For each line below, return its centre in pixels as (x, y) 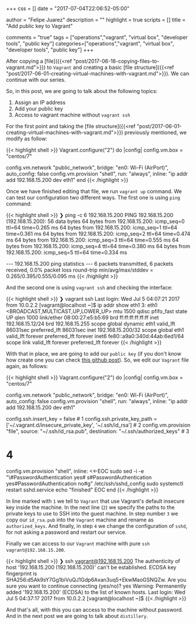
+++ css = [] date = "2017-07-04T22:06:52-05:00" (68, 8)
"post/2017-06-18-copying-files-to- (116, 61)
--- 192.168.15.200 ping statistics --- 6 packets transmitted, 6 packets (90, 264)
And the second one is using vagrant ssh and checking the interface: (89, 287)
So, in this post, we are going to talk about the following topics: (82, 91)
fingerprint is (22, 574)
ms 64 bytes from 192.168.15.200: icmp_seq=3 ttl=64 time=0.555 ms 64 (92, 240)
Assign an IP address (40, 102)
